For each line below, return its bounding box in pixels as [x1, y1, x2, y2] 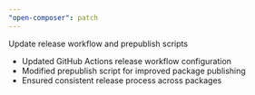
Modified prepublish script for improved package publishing [21, 65, 246, 76]
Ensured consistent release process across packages [21, 74, 222, 86]
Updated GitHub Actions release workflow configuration [21, 55, 232, 66]
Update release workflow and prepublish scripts [8, 38, 188, 49]
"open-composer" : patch [8, 13, 99, 23]
